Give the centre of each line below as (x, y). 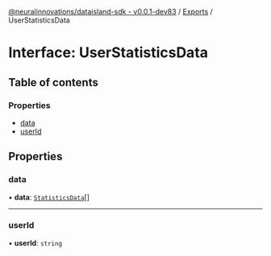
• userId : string (35, 243)
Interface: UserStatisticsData (108, 53)
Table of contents (53, 83)
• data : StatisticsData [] (49, 197)
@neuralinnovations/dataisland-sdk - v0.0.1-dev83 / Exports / (111, 12)
